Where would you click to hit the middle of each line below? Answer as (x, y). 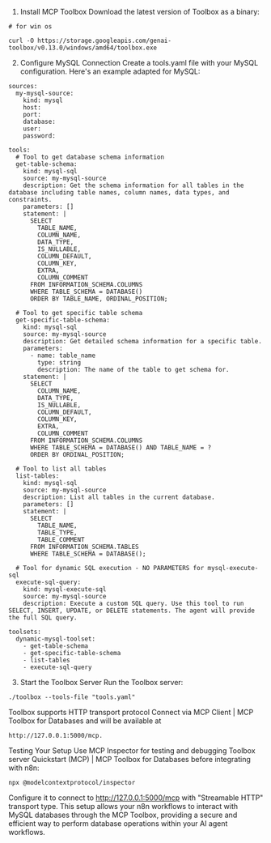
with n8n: (24, 768)
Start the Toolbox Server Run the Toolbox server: (102, 682)
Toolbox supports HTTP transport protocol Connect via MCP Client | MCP (131, 712)
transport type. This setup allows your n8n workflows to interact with (123, 806)
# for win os (30, 27)
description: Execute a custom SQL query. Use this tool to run (133, 603)
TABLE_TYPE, (58, 533)
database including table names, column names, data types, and (119, 193)
